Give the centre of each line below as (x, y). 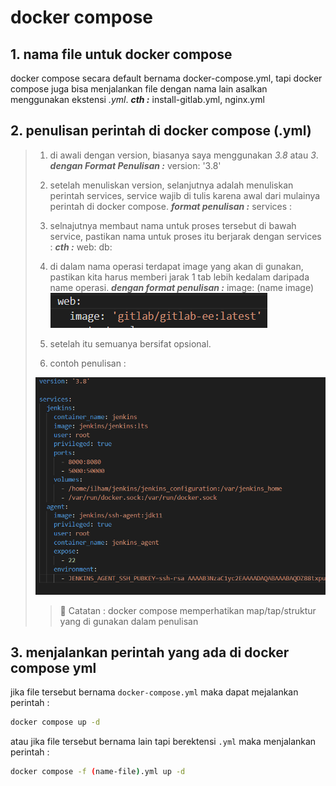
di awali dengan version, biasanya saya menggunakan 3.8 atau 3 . (184, 155)
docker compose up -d (55, 722)
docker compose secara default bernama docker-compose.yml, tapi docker (166, 78)
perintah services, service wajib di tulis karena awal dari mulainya (185, 195)
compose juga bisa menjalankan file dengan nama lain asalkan (139, 89)
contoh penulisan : (88, 363)
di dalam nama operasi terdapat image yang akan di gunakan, (176, 266)
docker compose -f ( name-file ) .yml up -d (98, 772)
